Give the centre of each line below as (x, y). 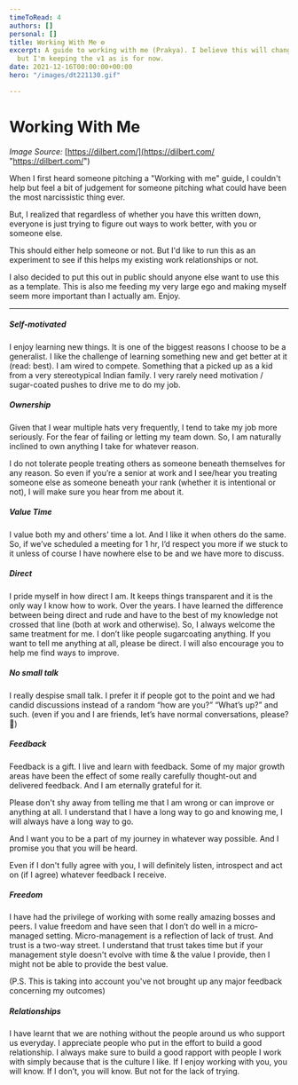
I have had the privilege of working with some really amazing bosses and (142, 917)
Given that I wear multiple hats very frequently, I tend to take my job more (143, 427)
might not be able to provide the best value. (89, 964)
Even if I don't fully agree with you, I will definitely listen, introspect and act (146, 865)
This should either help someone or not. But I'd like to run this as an (133, 250)
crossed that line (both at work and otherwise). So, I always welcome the (142, 624)
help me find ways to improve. (64, 653)
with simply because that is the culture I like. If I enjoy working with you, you (149, 1062)
